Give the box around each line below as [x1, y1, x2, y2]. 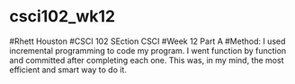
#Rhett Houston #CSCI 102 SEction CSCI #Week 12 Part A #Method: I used [9, 36, 286, 46]
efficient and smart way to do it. [9, 64, 128, 75]
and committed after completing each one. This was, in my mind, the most [9, 55, 284, 65]
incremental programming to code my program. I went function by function [9, 45, 287, 55]
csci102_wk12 [9, 6, 115, 27]
